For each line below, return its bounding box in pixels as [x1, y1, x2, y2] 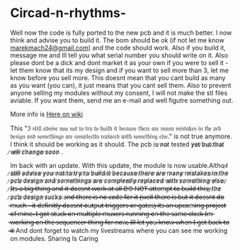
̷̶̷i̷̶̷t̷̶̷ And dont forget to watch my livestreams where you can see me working [10, 226, 228, 234]
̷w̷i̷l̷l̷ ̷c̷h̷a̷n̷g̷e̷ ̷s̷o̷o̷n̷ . [10, 147, 64, 156]
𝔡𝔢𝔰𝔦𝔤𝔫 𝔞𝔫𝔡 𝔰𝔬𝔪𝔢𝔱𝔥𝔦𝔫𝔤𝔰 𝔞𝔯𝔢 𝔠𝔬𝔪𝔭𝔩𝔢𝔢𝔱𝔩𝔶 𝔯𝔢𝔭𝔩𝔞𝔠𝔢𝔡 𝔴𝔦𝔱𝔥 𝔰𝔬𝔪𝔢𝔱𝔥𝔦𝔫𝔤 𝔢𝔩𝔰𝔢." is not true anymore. [10, 132, 233, 140]
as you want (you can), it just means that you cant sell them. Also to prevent [10, 81, 232, 89]
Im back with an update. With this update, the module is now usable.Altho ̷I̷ [10, 161, 228, 169]
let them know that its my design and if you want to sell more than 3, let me [10, 66, 229, 74]
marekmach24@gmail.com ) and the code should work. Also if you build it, [10, 43, 226, 52]
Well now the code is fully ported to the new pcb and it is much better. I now [10, 28, 232, 37]
